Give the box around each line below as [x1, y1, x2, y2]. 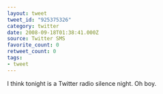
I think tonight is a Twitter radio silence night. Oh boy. [7, 79, 157, 87]
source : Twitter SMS [7, 35, 66, 42]
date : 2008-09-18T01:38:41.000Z [7, 29, 99, 36]
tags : [7, 54, 23, 61]
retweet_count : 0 [7, 48, 57, 55]
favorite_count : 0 [7, 42, 59, 48]
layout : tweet [7, 10, 48, 17]
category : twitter [7, 22, 59, 29]
